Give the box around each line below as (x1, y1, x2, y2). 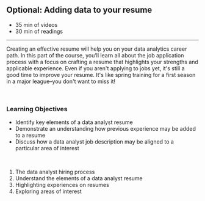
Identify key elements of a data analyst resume (15, 119, 133, 126)
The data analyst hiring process (15, 168, 95, 176)
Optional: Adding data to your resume (6, 5, 153, 15)
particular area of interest (15, 145, 79, 152)
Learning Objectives (6, 104, 68, 113)
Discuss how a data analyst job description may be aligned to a (15, 138, 174, 145)
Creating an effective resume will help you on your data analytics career (6, 45, 187, 53)
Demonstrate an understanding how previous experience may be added (15, 125, 196, 133)
